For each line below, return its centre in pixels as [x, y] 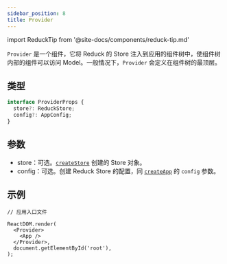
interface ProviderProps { [46, 102]
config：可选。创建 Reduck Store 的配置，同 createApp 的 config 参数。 [118, 171]
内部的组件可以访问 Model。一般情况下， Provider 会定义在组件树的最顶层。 [114, 62]
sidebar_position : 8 [37, 13]
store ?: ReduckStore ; [44, 109]
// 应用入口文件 [27, 212]
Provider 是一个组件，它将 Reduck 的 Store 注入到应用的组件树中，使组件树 [114, 54]
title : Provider [30, 20]
